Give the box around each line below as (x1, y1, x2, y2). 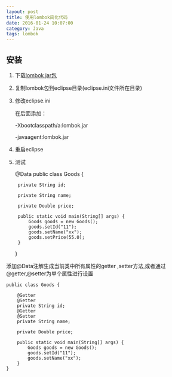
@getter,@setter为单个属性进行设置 (6, 270, 94, 277)
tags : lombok (6, 31, 39, 37)
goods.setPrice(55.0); (28, 234, 85, 240)
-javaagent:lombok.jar (14, 133, 69, 141)
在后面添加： (14, 110, 47, 117)
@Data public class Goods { (14, 170, 84, 177)
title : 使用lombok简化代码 (6, 14, 68, 20)
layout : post (6, 8, 39, 15)
